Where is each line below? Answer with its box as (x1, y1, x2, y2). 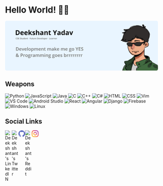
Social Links (5, 118, 43, 126)
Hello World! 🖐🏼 (5, 4, 69, 16)
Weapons (5, 80, 35, 88)
